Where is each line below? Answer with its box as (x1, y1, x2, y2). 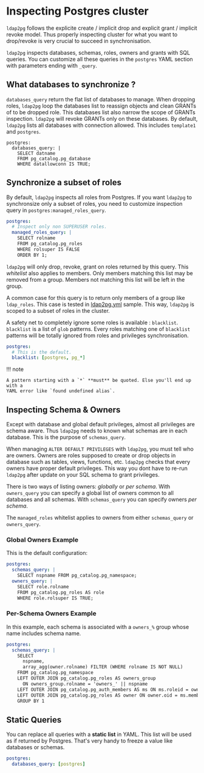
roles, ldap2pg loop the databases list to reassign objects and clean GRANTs (6, 102, 196, 109)
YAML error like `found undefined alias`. (6, 388, 115, 394)
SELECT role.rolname (17, 584, 69, 590)
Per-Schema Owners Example (6, 609, 97, 618)
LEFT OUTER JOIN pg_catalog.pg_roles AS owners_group (17, 675, 156, 681)
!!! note (6, 366, 24, 373)
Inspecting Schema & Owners (6, 404, 121, 415)
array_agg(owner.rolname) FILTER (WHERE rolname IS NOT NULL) (22, 664, 183, 670)
